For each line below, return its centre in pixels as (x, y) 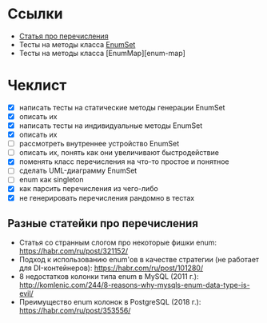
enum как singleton (51, 180)
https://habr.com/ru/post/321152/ (74, 251)
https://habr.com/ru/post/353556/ (75, 311)
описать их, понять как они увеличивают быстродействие (119, 153)
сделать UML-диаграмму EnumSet (78, 171)
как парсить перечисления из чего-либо (89, 189)
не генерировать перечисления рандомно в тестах (107, 197)
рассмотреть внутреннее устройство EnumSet (99, 144)
